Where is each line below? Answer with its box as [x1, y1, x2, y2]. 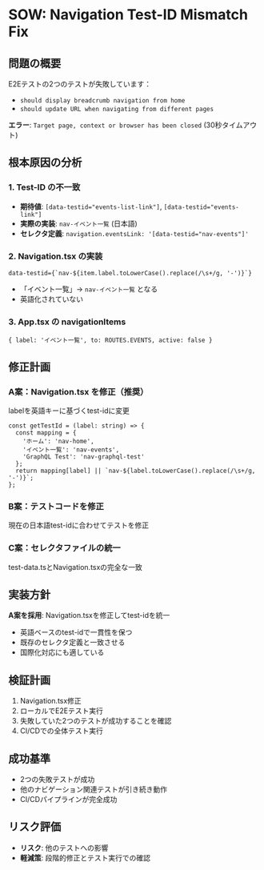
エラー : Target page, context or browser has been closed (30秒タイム [8, 120, 243, 130]
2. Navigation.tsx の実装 [8, 251, 103, 262]
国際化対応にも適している [19, 647, 105, 657]
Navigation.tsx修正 [19, 696, 82, 706]
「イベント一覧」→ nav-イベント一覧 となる [19, 284, 158, 294]
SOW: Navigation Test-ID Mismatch [8, 6, 248, 24]
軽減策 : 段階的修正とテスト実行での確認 [19, 852, 150, 862]
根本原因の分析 [8, 156, 82, 170]
